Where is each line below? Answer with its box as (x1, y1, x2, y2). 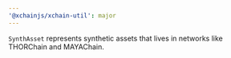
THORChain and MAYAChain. (8, 41, 104, 52)
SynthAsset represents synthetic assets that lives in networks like (8, 33, 223, 43)
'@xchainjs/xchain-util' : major (8, 11, 116, 20)
